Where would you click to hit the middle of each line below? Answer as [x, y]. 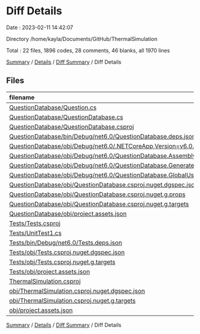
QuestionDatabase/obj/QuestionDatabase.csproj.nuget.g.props [97, 194]
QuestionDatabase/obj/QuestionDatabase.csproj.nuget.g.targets [99, 204]
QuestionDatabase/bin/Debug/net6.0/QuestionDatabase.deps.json [102, 136]
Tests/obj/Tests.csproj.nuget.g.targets [62, 261]
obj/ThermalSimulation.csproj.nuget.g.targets [72, 300]
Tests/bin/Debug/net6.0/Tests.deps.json [66, 242]
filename [22, 97]
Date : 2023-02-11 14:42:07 [40, 27]
